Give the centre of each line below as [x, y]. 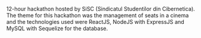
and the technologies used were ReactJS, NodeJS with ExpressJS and [96, 22]
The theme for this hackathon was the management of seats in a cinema [97, 15]
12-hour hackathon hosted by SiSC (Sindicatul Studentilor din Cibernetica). [101, 9]
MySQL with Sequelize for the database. [57, 28]
